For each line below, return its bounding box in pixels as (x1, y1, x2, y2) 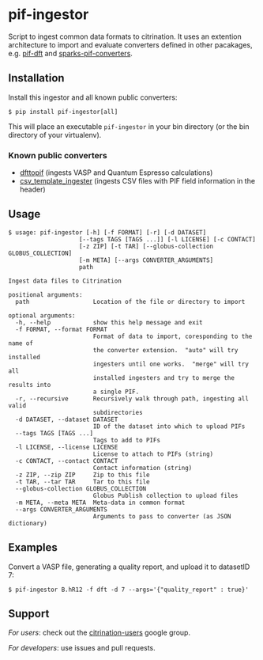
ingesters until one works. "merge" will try (92, 360, 249, 368)
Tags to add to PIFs (92, 436, 160, 444)
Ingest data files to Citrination (8, 277, 122, 285)
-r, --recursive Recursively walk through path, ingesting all (15, 394, 249, 403)
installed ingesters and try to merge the (92, 374, 235, 381)
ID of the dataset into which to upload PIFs (92, 422, 246, 431)
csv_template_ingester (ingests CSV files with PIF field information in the (19, 176, 255, 186)
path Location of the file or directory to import (15, 298, 246, 305)
